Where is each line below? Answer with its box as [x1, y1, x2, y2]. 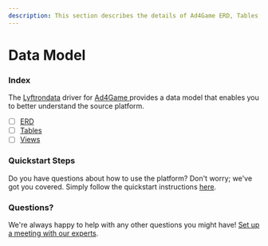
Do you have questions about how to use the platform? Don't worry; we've [8, 173, 253, 183]
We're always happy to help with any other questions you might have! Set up [8, 220, 260, 229]
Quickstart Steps [8, 155, 76, 166]
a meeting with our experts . [8, 228, 99, 238]
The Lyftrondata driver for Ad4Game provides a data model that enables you [8, 93, 259, 102]
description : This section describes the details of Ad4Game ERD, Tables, [8, 11, 262, 20]
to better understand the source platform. [8, 101, 145, 111]
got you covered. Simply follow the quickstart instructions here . [8, 181, 217, 192]
